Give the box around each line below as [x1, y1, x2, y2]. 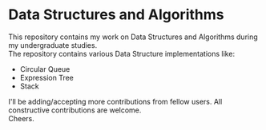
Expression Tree [19, 73, 75, 82]
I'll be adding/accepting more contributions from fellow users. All [8, 97, 223, 106]
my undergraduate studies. [8, 40, 98, 49]
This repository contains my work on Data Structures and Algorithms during [8, 32, 258, 41]
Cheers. [8, 113, 34, 123]
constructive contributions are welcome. [8, 105, 142, 115]
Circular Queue [19, 64, 71, 73]
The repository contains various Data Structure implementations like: [8, 49, 235, 58]
